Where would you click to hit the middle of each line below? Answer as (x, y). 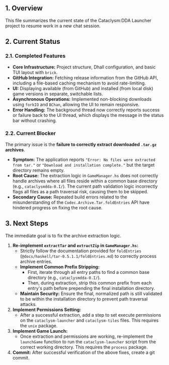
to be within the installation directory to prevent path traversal (84, 299)
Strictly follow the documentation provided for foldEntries (81, 251)
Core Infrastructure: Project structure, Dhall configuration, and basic (84, 67)
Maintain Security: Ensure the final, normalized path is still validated (91, 294)
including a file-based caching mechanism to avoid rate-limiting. (79, 83)
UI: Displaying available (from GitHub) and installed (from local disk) (83, 88)
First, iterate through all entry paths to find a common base (89, 272)
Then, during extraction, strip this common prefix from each (90, 283)
